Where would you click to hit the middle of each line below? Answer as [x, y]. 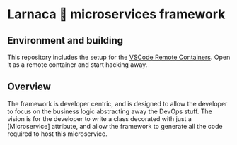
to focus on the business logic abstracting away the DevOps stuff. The [110, 111]
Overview [29, 87]
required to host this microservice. [57, 134]
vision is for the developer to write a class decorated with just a [100, 118]
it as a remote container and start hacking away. [77, 65]
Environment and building [65, 40]
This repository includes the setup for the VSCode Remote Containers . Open [119, 57]
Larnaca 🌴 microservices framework [116, 14]
